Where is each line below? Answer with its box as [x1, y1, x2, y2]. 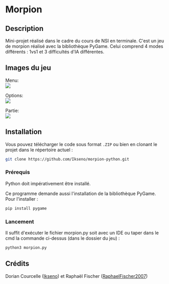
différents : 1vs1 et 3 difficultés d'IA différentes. [5, 49, 104, 55]
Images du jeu [5, 63, 51, 73]
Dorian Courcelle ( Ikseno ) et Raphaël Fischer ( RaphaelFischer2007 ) [5, 273, 148, 279]
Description [5, 24, 44, 33]
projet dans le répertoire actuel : [5, 147, 73, 153]
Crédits [5, 259, 30, 268]
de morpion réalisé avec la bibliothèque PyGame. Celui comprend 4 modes [5, 43, 163, 49]
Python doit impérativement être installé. [5, 180, 91, 186]
